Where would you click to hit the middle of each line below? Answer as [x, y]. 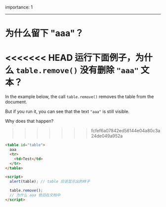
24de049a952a [107, 136]
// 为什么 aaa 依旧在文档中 [35, 195]
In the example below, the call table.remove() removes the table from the [80, 97]
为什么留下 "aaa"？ [44, 33]
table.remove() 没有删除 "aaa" [77, 70]
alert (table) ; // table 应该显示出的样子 [50, 182]
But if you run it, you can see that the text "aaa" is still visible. [67, 111]
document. [16, 102]
